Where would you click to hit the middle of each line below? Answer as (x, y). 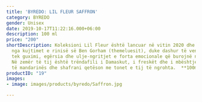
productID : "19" (26, 73)
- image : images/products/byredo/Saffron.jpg (64, 85)
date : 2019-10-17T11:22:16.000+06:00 (54, 28)
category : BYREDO (28, 17)
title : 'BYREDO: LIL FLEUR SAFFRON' (52, 12)
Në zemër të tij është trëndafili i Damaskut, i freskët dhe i (92, 62)
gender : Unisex (25, 23)
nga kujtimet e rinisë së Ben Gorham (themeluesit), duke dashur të (99, 51)
